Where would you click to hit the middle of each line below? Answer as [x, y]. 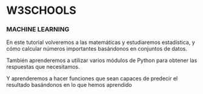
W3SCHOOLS [42, 11]
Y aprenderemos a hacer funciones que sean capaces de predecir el [92, 78]
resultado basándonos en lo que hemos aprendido [69, 85]
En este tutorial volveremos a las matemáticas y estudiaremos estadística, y [101, 42]
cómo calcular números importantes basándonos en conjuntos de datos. [97, 49]
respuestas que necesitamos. [43, 67]
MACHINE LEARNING [38, 30]
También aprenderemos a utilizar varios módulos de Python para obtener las [102, 60]
